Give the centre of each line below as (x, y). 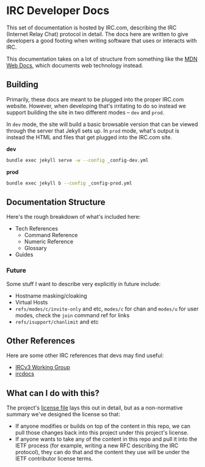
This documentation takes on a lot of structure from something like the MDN (102, 59)
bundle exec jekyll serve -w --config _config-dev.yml (77, 160)
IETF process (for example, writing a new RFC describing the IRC (97, 446)
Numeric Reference (49, 241)
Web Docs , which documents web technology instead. (75, 65)
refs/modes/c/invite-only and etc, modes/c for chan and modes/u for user (107, 309)
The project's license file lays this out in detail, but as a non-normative (95, 408)
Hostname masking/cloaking (51, 296)
